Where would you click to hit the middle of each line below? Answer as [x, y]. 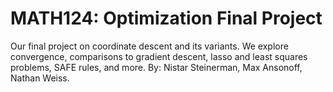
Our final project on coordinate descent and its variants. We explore [149, 46]
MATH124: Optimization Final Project [166, 18]
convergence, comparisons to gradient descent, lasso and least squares [159, 56]
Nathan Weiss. [40, 78]
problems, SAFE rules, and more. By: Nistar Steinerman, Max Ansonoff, [156, 67]
